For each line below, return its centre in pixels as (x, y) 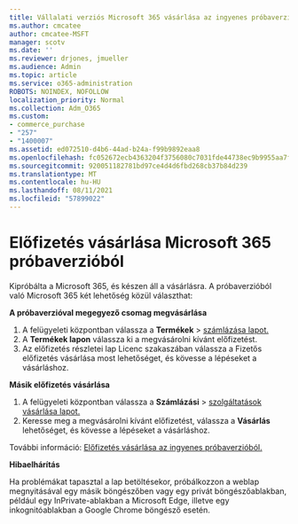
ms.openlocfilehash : (47, 157)
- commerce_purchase (47, 125)
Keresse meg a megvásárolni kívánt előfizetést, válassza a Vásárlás (146, 420)
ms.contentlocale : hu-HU (55, 183)
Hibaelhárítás (35, 464)
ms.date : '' (31, 51)
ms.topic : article (43, 75)
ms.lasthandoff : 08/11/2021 (61, 191)
